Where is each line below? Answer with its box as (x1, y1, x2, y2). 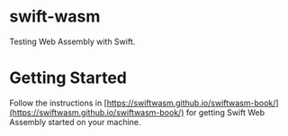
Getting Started (9, 68, 128, 88)
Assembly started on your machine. (9, 116, 141, 127)
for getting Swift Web (185, 106, 265, 118)
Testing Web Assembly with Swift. (9, 36, 136, 47)
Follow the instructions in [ (9, 97, 108, 108)
